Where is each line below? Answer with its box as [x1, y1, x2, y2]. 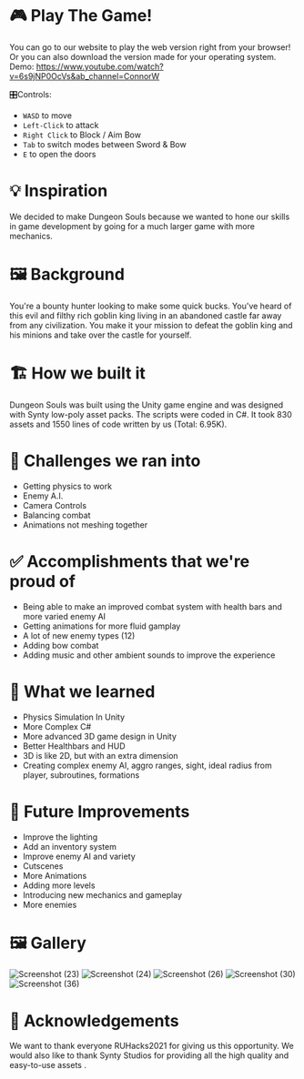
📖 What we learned [9, 681, 156, 701]
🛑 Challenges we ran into [9, 450, 201, 471]
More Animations [22, 870, 87, 881]
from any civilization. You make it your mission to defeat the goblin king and [9, 319, 293, 330]
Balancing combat [22, 509, 91, 520]
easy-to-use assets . [9, 1060, 86, 1071]
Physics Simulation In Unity [22, 711, 126, 722]
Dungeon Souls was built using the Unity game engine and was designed [9, 399, 284, 410]
